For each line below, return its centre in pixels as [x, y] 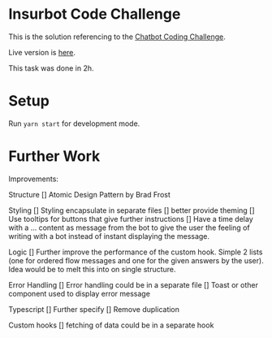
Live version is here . [42, 52]
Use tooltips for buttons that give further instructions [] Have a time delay [131, 219]
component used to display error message [79, 293]
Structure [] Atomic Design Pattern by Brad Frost [89, 194]
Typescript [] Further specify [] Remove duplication [94, 309]
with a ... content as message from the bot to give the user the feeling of [129, 227]
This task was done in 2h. [51, 68]
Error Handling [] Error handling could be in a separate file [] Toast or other [133, 284]
